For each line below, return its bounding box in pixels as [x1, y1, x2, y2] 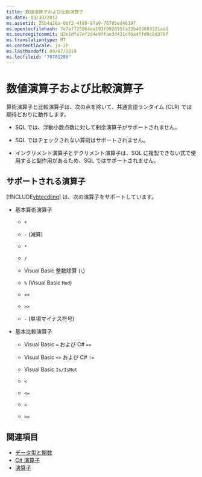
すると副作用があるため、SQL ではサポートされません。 [20, 157, 159, 164]
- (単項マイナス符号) [24, 315, 75, 323]
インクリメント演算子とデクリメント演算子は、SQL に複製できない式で [14, 149, 191, 156]
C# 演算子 [14, 456, 40, 464]
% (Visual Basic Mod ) [24, 279, 72, 286]
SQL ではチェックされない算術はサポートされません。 [14, 136, 149, 143]
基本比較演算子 [14, 328, 52, 335]
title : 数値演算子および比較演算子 [6, 8, 84, 15]
